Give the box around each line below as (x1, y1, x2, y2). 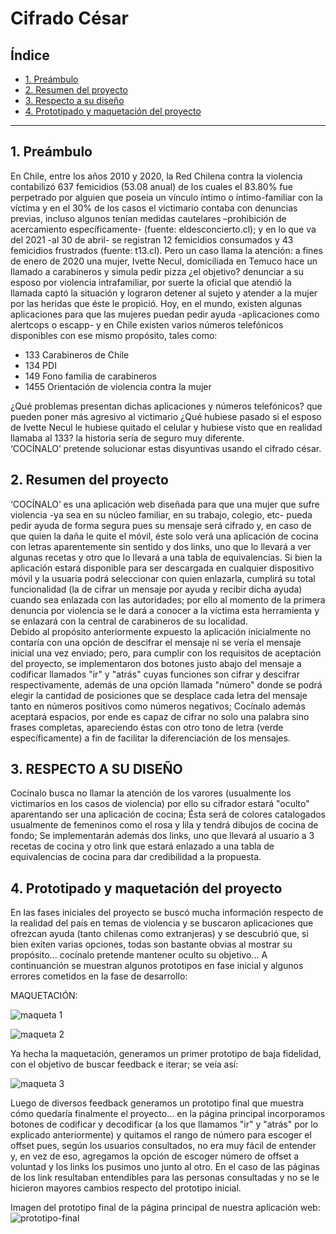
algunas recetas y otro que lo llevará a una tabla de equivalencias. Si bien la (10, 551, 323, 563)
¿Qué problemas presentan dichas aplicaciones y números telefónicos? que (10, 400, 323, 412)
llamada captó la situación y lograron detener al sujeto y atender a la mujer (10, 287, 318, 299)
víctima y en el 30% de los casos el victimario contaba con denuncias (10, 202, 298, 214)
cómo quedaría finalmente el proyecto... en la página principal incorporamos (10, 1108, 326, 1120)
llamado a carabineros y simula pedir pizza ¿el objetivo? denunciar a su (10, 265, 304, 277)
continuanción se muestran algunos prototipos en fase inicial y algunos (10, 960, 304, 972)
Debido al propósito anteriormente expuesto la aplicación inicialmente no (10, 625, 312, 637)
